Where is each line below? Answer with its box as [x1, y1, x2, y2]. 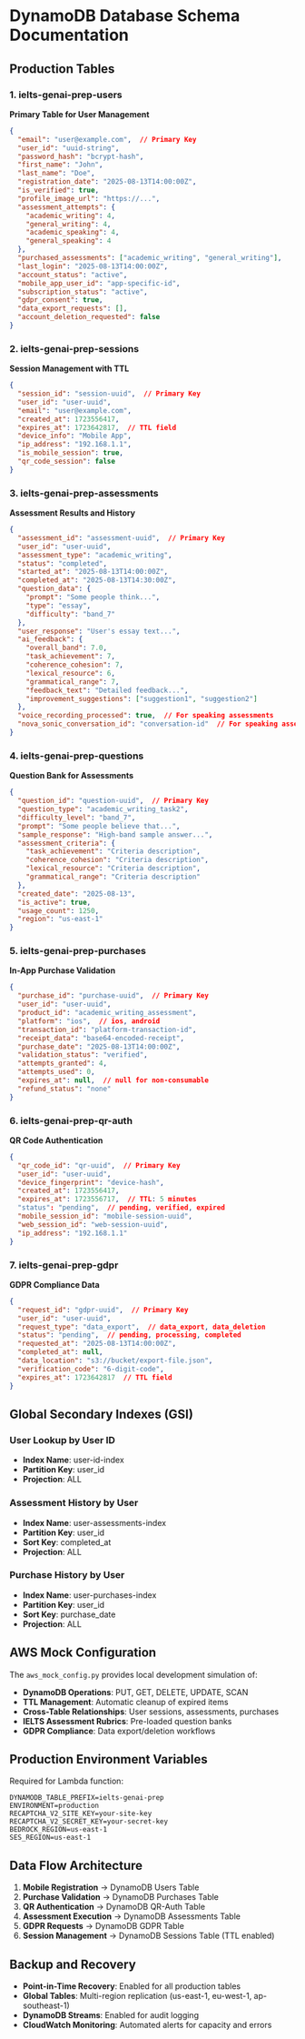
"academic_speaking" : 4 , [25, 228, 120, 237]
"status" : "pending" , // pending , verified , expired [17, 1203, 225, 1212]
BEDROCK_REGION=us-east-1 [9, 1825, 107, 1834]
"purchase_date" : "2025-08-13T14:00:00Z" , [17, 1042, 181, 1051]
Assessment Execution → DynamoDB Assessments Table [22, 1911, 241, 1922]
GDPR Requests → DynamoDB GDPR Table [22, 1921, 184, 1932]
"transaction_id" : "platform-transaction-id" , [17, 1025, 197, 1034]
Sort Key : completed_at [22, 1536, 112, 1547]
